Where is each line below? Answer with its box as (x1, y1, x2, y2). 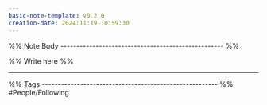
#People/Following (8, 87, 70, 97)
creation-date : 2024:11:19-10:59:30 (8, 19, 130, 27)
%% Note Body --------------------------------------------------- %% (8, 41, 240, 50)
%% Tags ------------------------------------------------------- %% (8, 79, 234, 88)
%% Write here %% (8, 56, 74, 66)
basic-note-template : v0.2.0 (8, 11, 105, 20)
